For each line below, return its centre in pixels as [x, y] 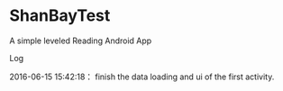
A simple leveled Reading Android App [81, 41]
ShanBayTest [60, 16]
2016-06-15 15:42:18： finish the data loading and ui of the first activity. [142, 77]
